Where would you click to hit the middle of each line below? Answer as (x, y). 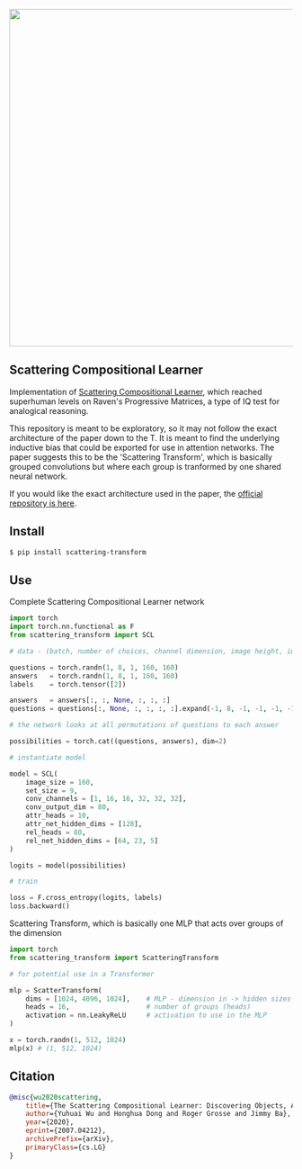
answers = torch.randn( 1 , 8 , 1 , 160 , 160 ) (94, 676)
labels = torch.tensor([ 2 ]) (68, 684)
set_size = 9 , (52, 791)
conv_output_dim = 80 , (68, 807)
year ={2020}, (50, 1122)
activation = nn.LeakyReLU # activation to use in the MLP (147, 1016)
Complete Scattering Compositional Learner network (107, 602)
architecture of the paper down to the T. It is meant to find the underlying (145, 437)
